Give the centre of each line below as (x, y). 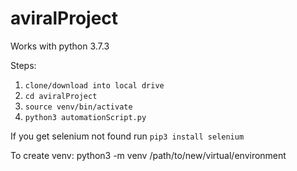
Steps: (23, 65)
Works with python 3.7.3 (60, 46)
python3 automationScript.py (85, 117)
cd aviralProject (61, 96)
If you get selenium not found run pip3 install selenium (127, 136)
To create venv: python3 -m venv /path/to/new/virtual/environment (148, 155)
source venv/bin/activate (78, 107)
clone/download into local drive (94, 85)
